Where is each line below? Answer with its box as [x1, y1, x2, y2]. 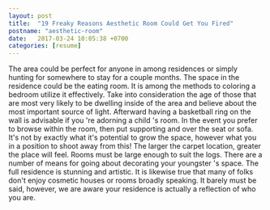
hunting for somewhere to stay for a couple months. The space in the [8, 73, 240, 82]
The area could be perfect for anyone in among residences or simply [8, 64, 238, 73]
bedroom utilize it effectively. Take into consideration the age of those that [8, 90, 257, 99]
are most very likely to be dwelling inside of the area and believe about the [8, 99, 257, 108]
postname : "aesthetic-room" [8, 27, 104, 35]
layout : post [8, 11, 53, 20]
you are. [8, 193, 36, 203]
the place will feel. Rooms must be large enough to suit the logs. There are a [8, 150, 263, 160]
